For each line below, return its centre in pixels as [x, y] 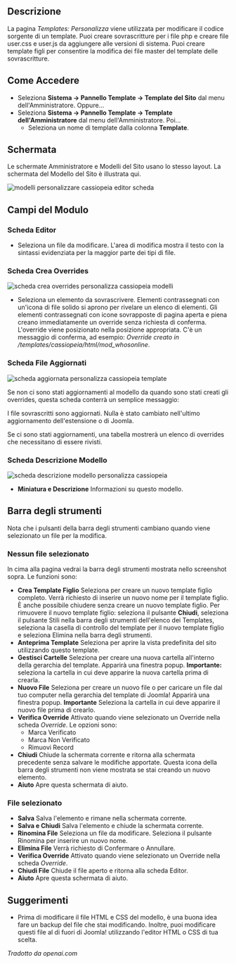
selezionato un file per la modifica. [57, 535]
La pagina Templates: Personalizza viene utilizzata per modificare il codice [116, 28]
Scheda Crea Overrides [48, 271]
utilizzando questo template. [58, 650]
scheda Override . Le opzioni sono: [67, 725]
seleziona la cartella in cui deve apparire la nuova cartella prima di [113, 672]
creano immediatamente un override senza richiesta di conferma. [112, 323]
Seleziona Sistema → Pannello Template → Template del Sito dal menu [121, 97]
